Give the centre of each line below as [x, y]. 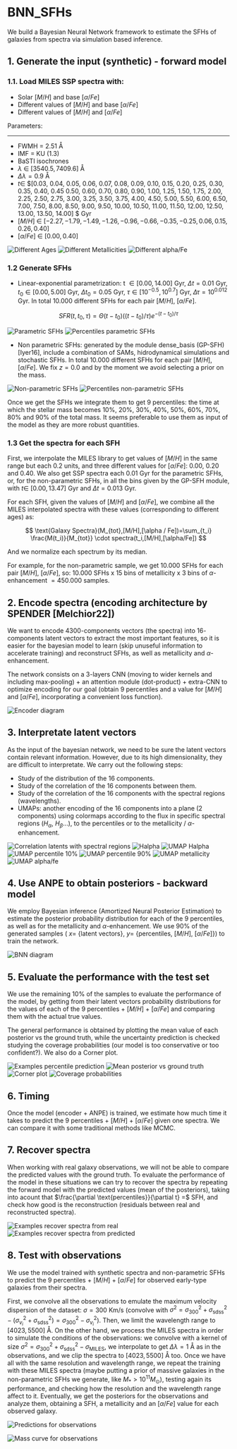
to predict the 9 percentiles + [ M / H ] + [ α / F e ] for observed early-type [107, 1280]
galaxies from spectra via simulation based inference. [85, 39]
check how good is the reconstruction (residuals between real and [104, 1204]
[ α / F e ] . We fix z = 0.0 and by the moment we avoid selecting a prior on [121, 367]
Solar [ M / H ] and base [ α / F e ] [59, 97]
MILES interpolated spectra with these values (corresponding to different [113, 509]
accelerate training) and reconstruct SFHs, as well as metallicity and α [109, 653]
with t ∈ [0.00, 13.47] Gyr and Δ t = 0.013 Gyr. [72, 488]
